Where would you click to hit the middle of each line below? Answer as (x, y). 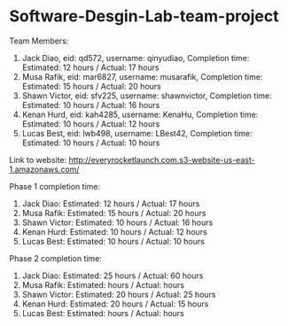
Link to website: (38, 159)
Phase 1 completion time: (54, 186)
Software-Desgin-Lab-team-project (144, 16)
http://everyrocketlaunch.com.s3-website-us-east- (162, 159)
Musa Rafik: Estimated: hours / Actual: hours (103, 284)
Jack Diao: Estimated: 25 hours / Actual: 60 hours (113, 276)
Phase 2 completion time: (55, 258)
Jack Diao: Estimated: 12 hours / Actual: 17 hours (111, 203)
